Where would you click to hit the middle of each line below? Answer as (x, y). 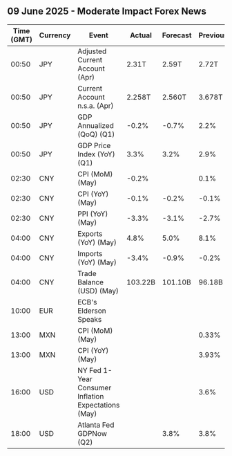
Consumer (94, 387)
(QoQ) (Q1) (96, 134)
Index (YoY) (96, 154)
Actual (141, 35)
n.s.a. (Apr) (95, 105)
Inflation (90, 396)
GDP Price (94, 145)
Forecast (177, 35)
